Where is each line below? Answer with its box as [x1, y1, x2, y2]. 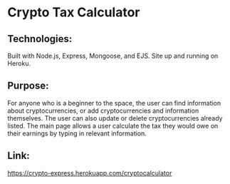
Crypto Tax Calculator [7, 4, 140, 21]
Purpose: [7, 80, 49, 92]
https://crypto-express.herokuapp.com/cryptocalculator [7, 168, 172, 177]
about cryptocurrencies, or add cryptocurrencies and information [7, 106, 199, 115]
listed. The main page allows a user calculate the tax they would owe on [7, 121, 219, 130]
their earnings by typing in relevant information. [7, 129, 147, 138]
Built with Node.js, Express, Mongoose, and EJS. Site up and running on [7, 51, 219, 60]
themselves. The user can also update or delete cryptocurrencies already [7, 113, 223, 122]
